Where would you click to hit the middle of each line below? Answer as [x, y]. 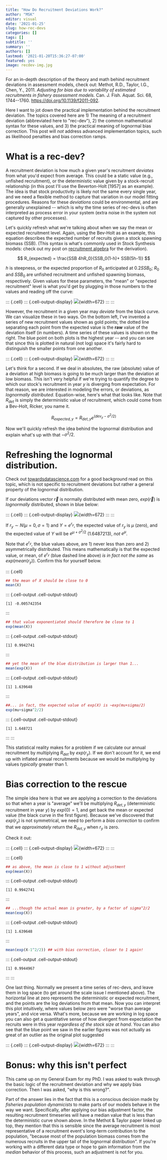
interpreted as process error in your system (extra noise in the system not [81, 213]
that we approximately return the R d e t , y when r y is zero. [62, 827]
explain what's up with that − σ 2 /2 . [40, 434]
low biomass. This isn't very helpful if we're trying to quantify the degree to [82, 379]
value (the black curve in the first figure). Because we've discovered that [80, 815]
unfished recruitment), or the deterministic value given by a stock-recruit [80, 181]
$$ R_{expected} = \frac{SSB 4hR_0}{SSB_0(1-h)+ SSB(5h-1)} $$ [84, 259]
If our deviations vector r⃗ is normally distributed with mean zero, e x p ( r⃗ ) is [83, 499]
